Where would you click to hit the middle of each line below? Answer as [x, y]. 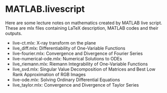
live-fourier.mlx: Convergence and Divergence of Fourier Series [78, 53]
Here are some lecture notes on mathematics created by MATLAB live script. [84, 23]
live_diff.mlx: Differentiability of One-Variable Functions [69, 48]
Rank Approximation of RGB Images [49, 74]
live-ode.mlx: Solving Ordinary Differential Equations [66, 80]
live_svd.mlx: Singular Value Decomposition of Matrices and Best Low [84, 69]
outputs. [14, 33]
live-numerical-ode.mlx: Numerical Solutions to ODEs [67, 58]
